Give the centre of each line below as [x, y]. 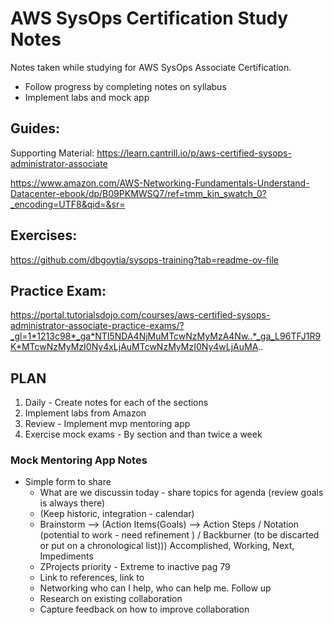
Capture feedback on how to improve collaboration [144, 609]
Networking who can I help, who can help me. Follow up [155, 588]
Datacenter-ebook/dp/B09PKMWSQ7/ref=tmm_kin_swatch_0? [138, 193]
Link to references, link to [92, 578]
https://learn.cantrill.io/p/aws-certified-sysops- [194, 153]
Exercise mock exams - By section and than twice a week [143, 434]
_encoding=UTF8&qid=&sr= [68, 204]
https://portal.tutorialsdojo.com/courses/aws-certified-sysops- [140, 315]
